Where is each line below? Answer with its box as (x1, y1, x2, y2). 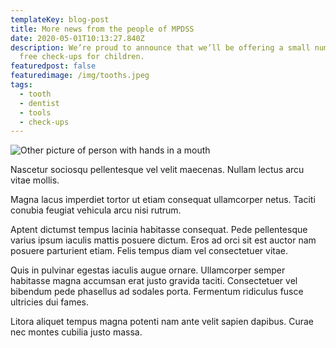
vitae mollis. (10, 174, 60, 186)
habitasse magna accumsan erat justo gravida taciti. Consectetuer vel (10, 275, 298, 287)
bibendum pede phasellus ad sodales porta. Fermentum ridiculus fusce (10, 286, 304, 298)
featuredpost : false (10, 61, 97, 71)
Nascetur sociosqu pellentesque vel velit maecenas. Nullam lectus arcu (10, 164, 305, 176)
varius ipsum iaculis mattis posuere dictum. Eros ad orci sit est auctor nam (10, 234, 317, 246)
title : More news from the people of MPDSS (10, 24, 195, 34)
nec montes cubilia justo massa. (10, 326, 143, 338)
